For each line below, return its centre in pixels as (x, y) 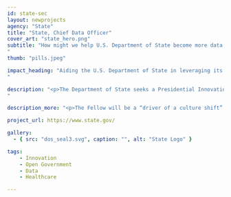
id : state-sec (27, 13)
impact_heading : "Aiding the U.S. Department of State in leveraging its (115, 70)
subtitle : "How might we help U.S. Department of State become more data (115, 45)
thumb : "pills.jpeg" (37, 58)
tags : (15, 152)
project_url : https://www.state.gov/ (61, 121)
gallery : (20, 133)
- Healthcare (38, 177)
